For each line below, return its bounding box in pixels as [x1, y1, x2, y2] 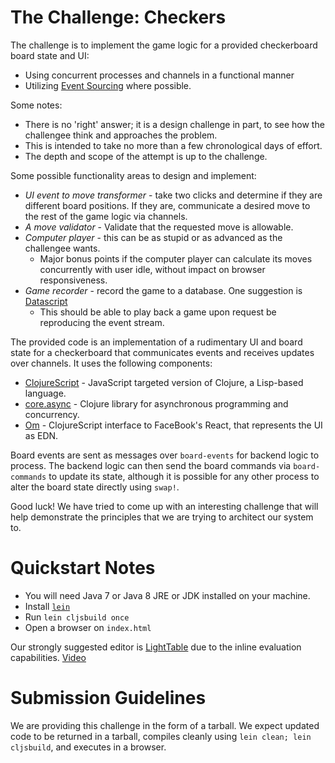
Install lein [24, 600, 71, 612]
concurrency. [24, 408, 80, 420]
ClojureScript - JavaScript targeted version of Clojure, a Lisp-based [24, 376, 304, 388]
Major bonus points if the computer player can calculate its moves [39, 252, 313, 265]
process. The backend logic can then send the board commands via [10, 459, 292, 471]
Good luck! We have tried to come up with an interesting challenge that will [10, 500, 319, 512]
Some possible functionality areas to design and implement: [10, 169, 257, 181]
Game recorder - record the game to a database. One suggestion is [24, 284, 303, 296]
